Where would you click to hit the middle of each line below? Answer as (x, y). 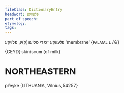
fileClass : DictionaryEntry (34, 10)
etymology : (16, 23)
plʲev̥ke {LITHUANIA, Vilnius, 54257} (41, 86)
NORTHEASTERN (41, 72)
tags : (10, 28)
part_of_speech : (21, 19)
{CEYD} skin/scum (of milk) (33, 52)
